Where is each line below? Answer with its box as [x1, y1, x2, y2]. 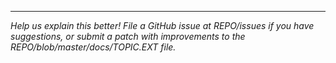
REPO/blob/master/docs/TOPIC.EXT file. [10, 41, 177, 53]
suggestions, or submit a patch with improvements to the [10, 31, 246, 42]
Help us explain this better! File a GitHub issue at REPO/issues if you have [10, 20, 315, 31]
